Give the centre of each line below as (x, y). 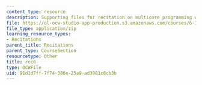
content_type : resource (36, 12)
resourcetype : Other (32, 56)
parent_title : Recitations (40, 45)
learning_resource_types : (38, 34)
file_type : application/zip (41, 28)
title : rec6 (21, 62)
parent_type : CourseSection (41, 51)
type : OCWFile (24, 67)
